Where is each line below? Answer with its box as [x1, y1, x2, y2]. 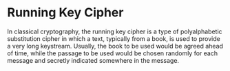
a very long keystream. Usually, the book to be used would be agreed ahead [7, 42, 224, 50]
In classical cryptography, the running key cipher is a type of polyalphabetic [7, 27, 222, 35]
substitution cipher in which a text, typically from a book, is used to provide [7, 34, 220, 42]
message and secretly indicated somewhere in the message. [7, 56, 180, 64]
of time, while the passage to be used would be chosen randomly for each [7, 49, 218, 57]
